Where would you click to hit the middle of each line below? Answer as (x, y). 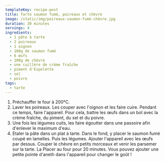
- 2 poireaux (23, 42)
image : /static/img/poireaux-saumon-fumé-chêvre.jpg (60, 19)
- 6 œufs (18, 56)
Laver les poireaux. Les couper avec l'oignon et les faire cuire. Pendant (84, 107)
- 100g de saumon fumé (33, 51)
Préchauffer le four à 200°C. (41, 102)
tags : (11, 83)
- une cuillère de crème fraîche (44, 65)
